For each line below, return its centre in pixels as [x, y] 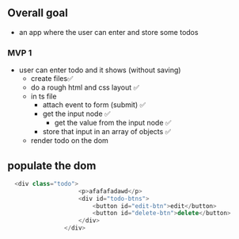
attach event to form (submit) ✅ [94, 105]
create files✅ [52, 79]
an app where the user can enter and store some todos [108, 32]
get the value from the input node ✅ [113, 123]
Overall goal [38, 13]
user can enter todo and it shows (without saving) [100, 70]
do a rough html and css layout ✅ [85, 87]
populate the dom [52, 166]
